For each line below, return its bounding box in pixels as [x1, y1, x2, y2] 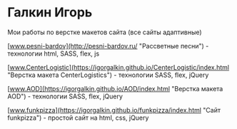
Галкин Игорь [7, 4, 93, 21]
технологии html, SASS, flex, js [7, 49, 100, 58]
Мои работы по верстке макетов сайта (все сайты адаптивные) [7, 28, 202, 36]
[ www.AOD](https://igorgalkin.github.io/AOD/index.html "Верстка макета [7, 84, 223, 93]
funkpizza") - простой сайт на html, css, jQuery [7, 113, 149, 122]
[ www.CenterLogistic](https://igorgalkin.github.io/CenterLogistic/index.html [7, 63, 230, 71]
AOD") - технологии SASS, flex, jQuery [7, 92, 123, 100]
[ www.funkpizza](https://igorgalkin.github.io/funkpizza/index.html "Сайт [7, 105, 221, 114]
